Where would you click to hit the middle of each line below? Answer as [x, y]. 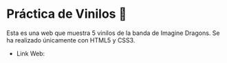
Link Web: [31, 53]
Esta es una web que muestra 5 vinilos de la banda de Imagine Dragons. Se [113, 33]
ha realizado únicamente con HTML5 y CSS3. [71, 40]
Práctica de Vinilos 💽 [67, 14]
